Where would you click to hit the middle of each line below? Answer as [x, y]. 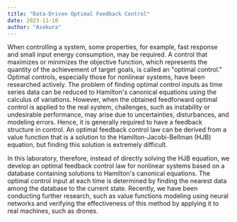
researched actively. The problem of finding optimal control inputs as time [115, 85]
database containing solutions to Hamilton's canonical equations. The [109, 173]
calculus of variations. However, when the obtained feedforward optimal [112, 100]
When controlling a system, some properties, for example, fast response [112, 47]
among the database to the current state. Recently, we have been [103, 189]
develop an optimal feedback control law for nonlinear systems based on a [116, 166]
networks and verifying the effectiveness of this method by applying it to [113, 204]
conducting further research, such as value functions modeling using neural [118, 196]
